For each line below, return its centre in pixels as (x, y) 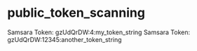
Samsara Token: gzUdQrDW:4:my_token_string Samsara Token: (99, 32)
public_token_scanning (76, 13)
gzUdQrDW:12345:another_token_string (64, 39)
